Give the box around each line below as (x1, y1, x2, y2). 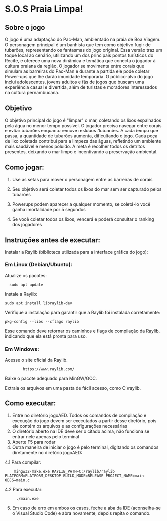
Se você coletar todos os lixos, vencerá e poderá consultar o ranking (12, 216, 154, 222)
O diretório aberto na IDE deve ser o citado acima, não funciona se (12, 428, 150, 434)
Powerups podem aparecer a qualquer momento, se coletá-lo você (12, 201, 151, 207)
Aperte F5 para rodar (12, 439, 56, 445)
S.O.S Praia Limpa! (5, 3, 83, 15)
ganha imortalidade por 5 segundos (12, 206, 86, 212)
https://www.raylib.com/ (23, 367, 75, 372)
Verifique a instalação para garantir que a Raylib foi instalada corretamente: (5, 309, 161, 315)
